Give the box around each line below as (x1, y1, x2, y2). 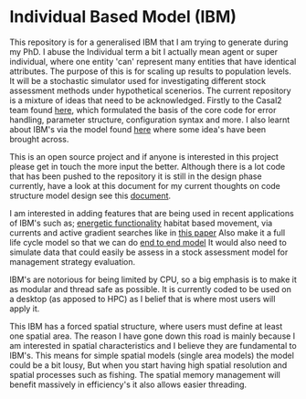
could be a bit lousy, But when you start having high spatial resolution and (9, 359, 288, 371)
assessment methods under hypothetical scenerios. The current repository (9, 85, 291, 96)
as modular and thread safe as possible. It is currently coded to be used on (9, 283, 292, 294)
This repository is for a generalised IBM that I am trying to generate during (9, 37, 289, 47)
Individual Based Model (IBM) (9, 6, 237, 27)
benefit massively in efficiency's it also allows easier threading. (9, 379, 248, 390)
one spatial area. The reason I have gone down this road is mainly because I (9, 331, 296, 341)
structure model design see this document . (9, 190, 172, 201)
